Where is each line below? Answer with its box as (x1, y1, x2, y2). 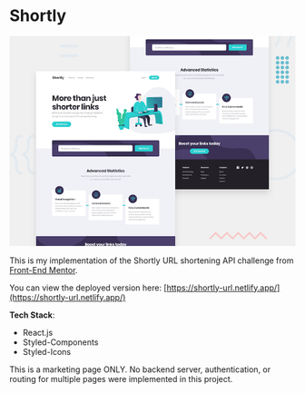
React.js (22, 327, 54, 338)
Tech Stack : (9, 309, 55, 320)
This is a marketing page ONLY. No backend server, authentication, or (9, 364, 271, 375)
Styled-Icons (22, 346, 71, 357)
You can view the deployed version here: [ (9, 282, 167, 293)
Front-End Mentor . (9, 264, 78, 275)
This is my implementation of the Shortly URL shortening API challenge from (9, 255, 294, 266)
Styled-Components (22, 337, 99, 348)
